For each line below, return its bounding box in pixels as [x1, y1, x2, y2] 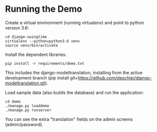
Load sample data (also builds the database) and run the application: [5, 89, 144, 95]
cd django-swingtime [5, 34, 48, 39]
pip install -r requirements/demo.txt [5, 61, 84, 66]
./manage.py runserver [5, 107, 52, 112]
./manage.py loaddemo [5, 103, 50, 108]
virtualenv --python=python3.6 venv [5, 38, 80, 44]
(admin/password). [5, 121, 44, 127]
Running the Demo [5, 3, 82, 15]
